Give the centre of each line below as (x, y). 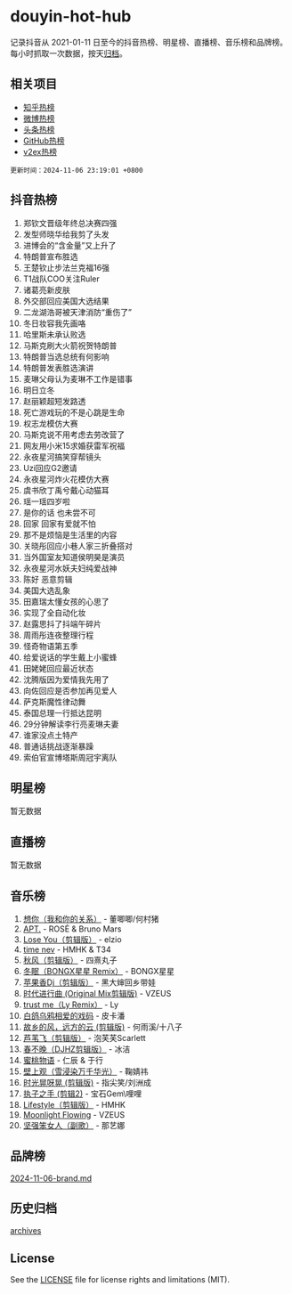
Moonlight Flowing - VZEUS (74, 1115)
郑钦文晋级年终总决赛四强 (70, 223)
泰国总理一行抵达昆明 (62, 712)
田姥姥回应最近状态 (58, 668)
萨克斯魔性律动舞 (54, 702)
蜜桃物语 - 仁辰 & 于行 (63, 1060)
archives (26, 1230)
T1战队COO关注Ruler (61, 279)
